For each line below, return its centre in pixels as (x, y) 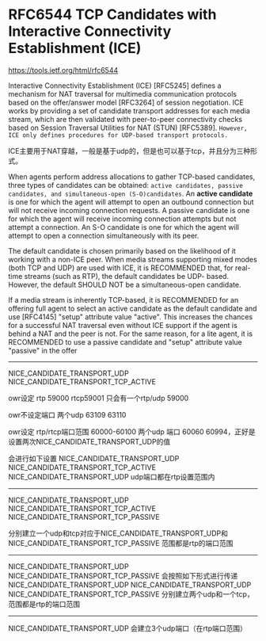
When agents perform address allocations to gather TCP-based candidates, (132, 177)
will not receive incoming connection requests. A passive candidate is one (129, 210)
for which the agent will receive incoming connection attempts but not (122, 219)
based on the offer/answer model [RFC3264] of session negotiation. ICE (126, 102)
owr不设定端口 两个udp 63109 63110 (67, 414)
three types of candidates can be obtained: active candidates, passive (125, 185)
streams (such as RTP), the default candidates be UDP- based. (127, 276)
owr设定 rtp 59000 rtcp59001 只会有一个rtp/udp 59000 (99, 398)
